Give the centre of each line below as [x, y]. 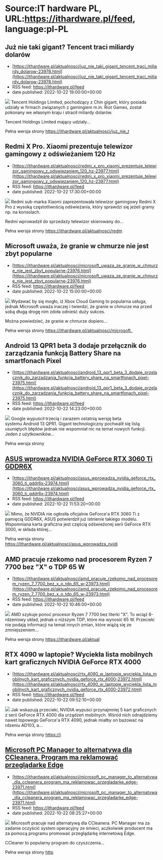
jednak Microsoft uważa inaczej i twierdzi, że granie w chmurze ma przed [79, 306]
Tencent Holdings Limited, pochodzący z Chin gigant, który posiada [79, 102]
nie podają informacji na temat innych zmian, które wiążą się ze [68, 625]
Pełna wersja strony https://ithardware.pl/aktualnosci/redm [64, 231]
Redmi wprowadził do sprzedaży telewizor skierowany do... [64, 221]
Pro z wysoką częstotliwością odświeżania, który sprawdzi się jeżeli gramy [80, 206]
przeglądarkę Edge [34, 765]
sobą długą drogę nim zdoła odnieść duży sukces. [55, 311]
